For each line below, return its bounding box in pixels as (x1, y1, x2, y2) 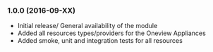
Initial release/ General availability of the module (17, 22, 158, 30)
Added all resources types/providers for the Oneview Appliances (17, 29, 206, 37)
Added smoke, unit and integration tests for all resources (17, 37, 183, 45)
